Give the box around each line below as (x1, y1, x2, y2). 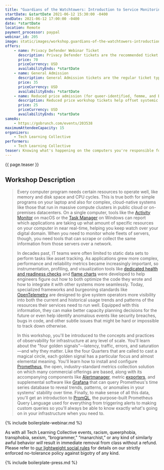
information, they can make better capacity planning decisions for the (17, 307, 157, 313)
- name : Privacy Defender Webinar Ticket (14, 48, 99, 53)
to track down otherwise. (17, 323, 67, 329)
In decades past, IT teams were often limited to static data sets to (17, 250, 149, 256)
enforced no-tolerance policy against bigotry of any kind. (5, 450, 120, 456)
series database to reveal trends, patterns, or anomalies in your (17, 384, 144, 390)
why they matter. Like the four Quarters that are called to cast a (30, 348, 158, 354)
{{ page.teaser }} (5, 161, 39, 167)
